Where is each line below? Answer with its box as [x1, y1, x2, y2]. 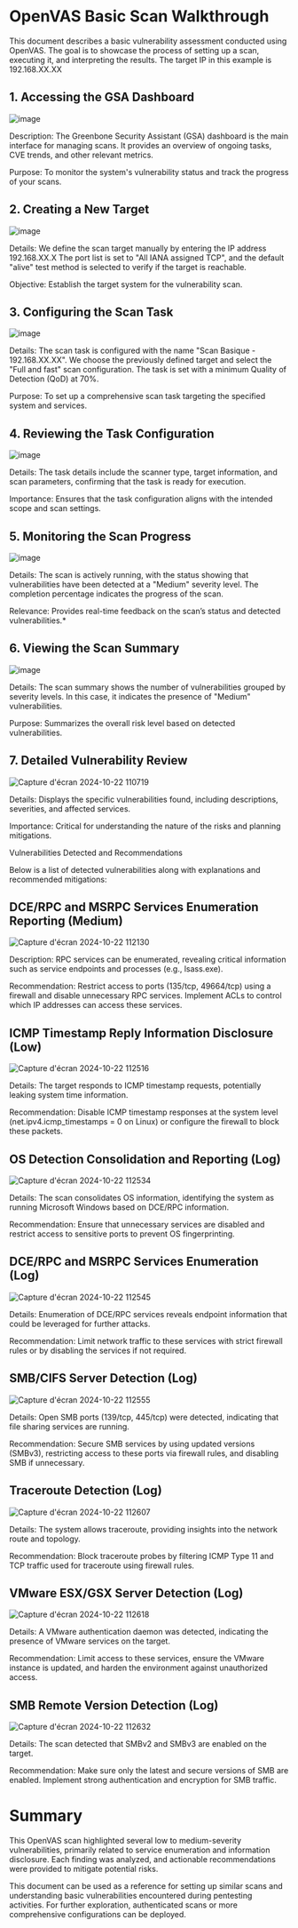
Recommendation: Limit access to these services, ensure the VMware [9, 1653, 264, 1664]
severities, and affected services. [9, 803, 131, 814]
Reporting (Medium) [9, 914, 123, 929]
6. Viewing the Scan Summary [9, 641, 180, 656]
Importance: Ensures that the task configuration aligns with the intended [9, 493, 273, 504]
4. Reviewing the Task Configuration [9, 426, 215, 441]
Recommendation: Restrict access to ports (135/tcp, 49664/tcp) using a [9, 980, 271, 992]
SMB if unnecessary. [9, 1457, 85, 1468]
